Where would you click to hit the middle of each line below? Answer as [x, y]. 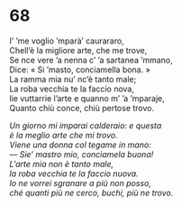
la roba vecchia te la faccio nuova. [74, 174]
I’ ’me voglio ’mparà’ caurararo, [67, 41]
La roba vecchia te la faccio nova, [72, 89]
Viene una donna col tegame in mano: [80, 145]
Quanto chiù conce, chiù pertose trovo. [82, 108]
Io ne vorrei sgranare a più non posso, [80, 183]
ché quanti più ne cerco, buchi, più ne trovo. [91, 193]
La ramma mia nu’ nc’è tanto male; [73, 79]
